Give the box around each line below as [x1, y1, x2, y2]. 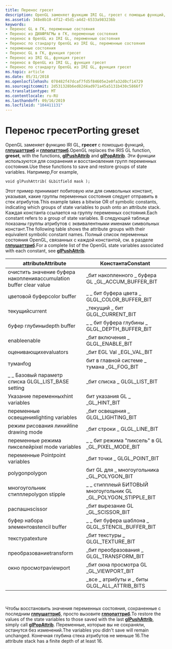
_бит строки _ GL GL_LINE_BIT [86, 426, 159, 433]
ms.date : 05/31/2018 [5, 74, 50, 79]
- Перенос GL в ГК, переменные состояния [5, 27, 95, 32]
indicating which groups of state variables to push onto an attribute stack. [5, 204, 161, 211]
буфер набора [8, 517, 44, 524]
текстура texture [8, 535, 48, 542]
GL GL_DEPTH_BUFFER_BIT [86, 326, 152, 333]
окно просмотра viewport [8, 564, 70, 572]
